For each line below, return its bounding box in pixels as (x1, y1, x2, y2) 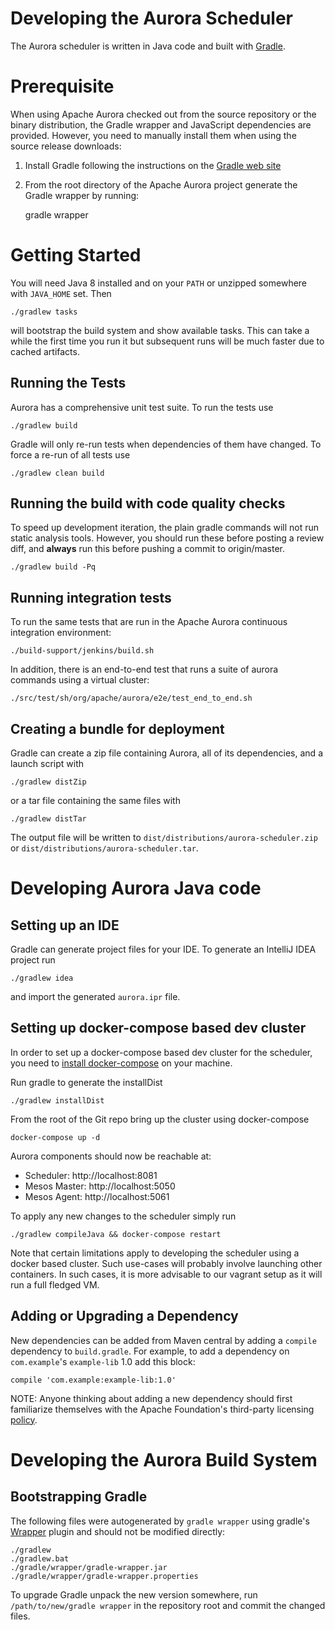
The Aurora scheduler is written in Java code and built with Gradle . (10, 40, 286, 52)
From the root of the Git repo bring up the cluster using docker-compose (10, 1113, 310, 1125)
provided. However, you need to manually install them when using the (10, 129, 297, 141)
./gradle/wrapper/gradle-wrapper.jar (10, 1562, 168, 1572)
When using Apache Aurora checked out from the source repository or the (10, 108, 317, 120)
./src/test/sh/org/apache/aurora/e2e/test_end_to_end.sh (10, 693, 253, 704)
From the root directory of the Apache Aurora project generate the (24, 178, 298, 191)
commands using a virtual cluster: (10, 674, 150, 686)
